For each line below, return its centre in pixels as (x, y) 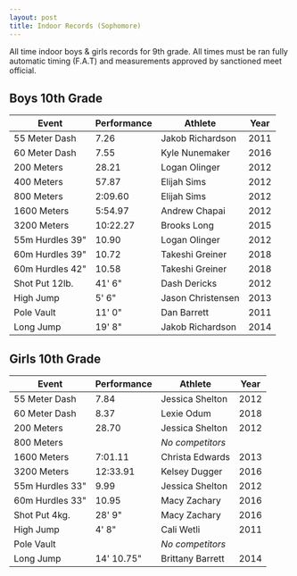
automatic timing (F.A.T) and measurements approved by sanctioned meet (146, 61)
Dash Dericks (189, 284)
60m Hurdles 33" (50, 501)
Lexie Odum (186, 413)
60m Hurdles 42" (50, 269)
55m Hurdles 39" (50, 240)
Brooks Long (187, 226)
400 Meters (39, 182)
